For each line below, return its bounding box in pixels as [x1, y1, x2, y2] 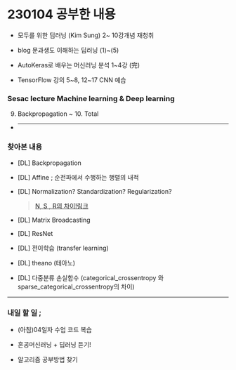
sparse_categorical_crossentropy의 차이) [17, 282, 135, 291]
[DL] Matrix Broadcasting [17, 216, 91, 224]
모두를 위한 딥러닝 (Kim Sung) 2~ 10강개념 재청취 [17, 31, 155, 39]
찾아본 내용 [7, 142, 43, 152]
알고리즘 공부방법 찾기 [17, 355, 79, 364]
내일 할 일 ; [7, 308, 42, 318]
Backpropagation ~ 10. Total [17, 110, 99, 118]
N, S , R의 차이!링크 [34, 201, 89, 210]
